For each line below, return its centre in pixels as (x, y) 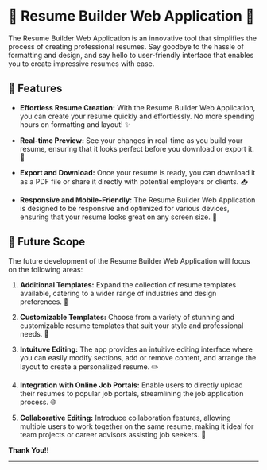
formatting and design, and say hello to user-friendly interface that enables (131, 55)
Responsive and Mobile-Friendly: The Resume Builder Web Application (137, 200)
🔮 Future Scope (47, 242)
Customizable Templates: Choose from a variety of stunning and (127, 317)
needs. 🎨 (34, 333)
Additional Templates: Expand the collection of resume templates (128, 284)
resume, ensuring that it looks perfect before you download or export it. (137, 148)
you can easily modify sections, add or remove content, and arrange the (138, 357)
